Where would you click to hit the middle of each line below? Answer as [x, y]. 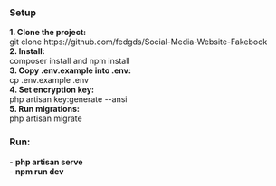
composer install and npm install [70, 61]
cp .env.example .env [49, 80]
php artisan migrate [46, 118]
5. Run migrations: [44, 109]
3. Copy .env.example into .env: [70, 70]
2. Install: [27, 51]
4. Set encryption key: [52, 90]
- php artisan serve [46, 162]
